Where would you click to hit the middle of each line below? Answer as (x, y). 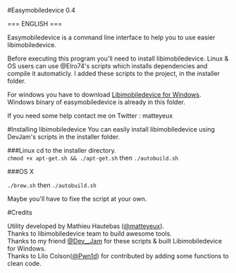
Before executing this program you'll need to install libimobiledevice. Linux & (118, 58)
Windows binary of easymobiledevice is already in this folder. (96, 102)
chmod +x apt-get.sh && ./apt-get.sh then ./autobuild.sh (93, 158)
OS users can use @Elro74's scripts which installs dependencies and (107, 66)
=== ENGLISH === (35, 24)
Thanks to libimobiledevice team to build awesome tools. (90, 234)
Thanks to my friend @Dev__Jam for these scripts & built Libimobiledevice (115, 241)
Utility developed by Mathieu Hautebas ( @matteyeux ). (86, 226)
